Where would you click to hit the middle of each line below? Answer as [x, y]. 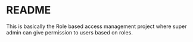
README [29, 10]
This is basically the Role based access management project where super [96, 26]
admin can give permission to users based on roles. [69, 32]
